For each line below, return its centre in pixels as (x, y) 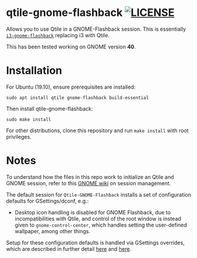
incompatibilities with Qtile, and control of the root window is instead (98, 218)
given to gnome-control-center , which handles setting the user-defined (101, 225)
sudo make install (29, 119)
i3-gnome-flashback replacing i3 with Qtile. (58, 35)
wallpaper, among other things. (52, 231)
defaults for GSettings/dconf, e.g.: (47, 201)
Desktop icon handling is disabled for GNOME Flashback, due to (93, 212)
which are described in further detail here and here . (69, 249)
